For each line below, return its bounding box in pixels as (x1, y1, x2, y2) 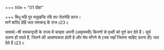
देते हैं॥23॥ (5, 40, 24, 46)
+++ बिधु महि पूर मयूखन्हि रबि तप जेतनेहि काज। (5, 14, 81, 20)
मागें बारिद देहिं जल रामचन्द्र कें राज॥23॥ (5, 20, 69, 25)
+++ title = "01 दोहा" (5, 5, 44, 10)
